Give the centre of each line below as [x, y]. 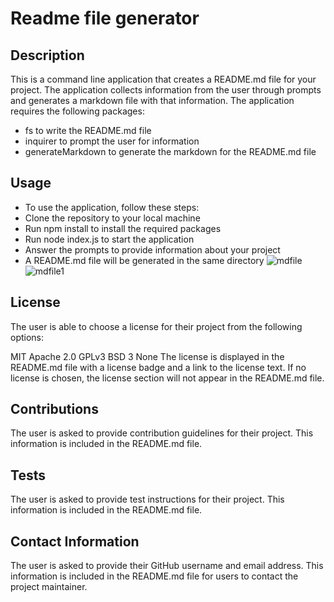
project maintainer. [49, 587]
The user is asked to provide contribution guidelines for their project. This [162, 433]
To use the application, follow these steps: [112, 207]
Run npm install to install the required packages [123, 228]
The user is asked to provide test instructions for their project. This [147, 499]
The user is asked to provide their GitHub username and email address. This [167, 566]
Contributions [54, 409]
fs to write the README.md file [88, 130]
